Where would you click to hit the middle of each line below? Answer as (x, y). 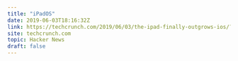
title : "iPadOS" (31, 14)
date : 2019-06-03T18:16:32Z (49, 20)
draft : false (27, 46)
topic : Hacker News (36, 40)
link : (15, 27)
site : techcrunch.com (39, 33)
